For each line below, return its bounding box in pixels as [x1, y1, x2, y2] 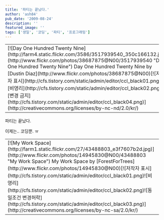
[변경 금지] [7, 92, 31, 99]
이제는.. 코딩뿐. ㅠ [5, 128, 39, 134]
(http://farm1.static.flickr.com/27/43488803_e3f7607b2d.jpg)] [7, 146, 155, 152]
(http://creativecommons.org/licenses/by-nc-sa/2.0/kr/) [7, 207, 138, 213]
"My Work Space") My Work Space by [7, 158, 95, 164]
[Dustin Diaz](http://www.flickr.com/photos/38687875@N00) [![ [7, 70, 156, 77]
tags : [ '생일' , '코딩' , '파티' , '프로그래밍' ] [5, 30, 90, 35]
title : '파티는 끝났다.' [5, 7, 50, 12]
